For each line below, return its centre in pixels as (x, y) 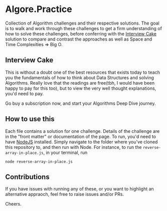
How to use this (30, 119)
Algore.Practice (39, 9)
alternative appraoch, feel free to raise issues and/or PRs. (65, 194)
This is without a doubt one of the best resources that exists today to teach (83, 72)
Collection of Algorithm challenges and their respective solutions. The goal (82, 23)
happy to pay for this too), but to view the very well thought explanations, (81, 88)
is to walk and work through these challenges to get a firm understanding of (83, 28)
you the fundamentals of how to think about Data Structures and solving (80, 77)
